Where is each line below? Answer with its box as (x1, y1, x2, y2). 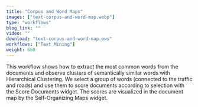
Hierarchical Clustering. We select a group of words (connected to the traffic (6, 75, 193, 82)
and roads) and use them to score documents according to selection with (6, 82, 185, 89)
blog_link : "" (6, 25, 41, 31)
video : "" (6, 31, 31, 36)
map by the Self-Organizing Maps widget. (6, 94, 108, 101)
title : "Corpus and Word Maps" (6, 8, 83, 15)
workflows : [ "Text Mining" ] (6, 42, 76, 48)
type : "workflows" (6, 19, 51, 25)
